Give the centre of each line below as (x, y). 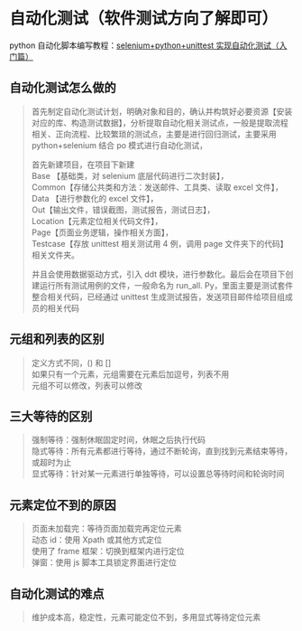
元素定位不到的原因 (63, 505)
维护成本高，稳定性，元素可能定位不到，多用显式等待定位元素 (146, 617)
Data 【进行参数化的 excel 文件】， (95, 198)
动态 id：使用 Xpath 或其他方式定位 (96, 540)
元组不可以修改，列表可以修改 (87, 385)
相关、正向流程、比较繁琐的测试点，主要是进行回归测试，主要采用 (154, 134)
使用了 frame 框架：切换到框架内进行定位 (108, 551)
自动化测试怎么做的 (63, 88)
